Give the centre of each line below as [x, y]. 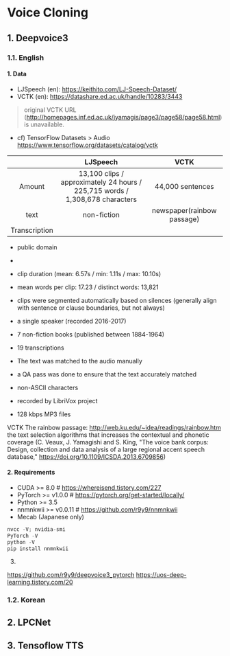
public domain [37, 247]
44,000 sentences [184, 186]
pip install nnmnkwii [38, 548]
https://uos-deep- [161, 575]
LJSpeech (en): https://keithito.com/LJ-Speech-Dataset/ [97, 89]
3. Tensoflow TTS [46, 646]
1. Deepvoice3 [38, 38]
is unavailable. [44, 124]
